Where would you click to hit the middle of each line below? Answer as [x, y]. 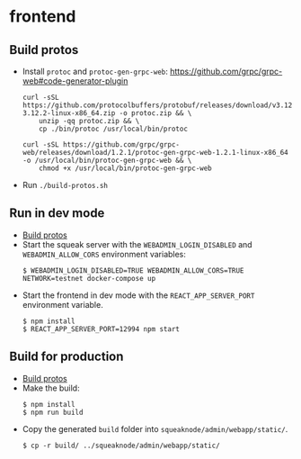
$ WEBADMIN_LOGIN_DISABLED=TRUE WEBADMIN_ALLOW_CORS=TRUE [133, 270]
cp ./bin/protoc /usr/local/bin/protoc [114, 129]
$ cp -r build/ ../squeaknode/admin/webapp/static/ [121, 445]
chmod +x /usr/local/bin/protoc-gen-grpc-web [126, 168]
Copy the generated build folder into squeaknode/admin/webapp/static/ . [155, 428]
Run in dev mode [57, 213]
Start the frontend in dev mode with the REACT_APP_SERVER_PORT [138, 295]
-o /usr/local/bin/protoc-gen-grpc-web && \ [107, 160]
